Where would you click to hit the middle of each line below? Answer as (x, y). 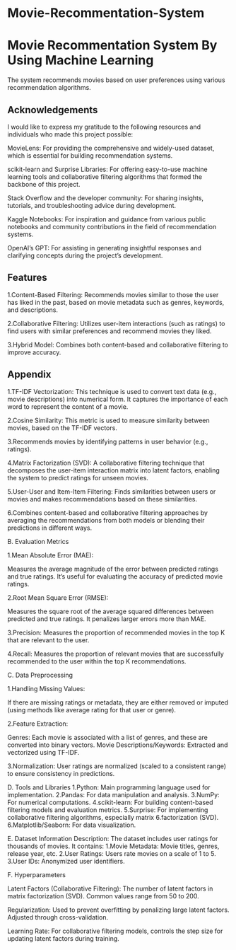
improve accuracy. (34, 352)
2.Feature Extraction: (38, 724)
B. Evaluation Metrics (38, 541)
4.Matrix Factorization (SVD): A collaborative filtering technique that (106, 463)
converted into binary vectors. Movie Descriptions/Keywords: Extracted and (118, 745)
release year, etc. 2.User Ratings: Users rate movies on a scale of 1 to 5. (112, 853)
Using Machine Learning (81, 60)
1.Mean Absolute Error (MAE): (51, 555)
